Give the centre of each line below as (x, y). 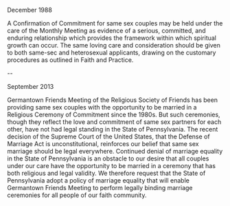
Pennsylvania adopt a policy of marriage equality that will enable (99, 181)
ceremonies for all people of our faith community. (77, 195)
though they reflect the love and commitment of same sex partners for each (114, 122)
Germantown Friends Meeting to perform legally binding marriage (100, 188)
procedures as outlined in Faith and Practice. (70, 60)
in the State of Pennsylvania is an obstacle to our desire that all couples (108, 158)
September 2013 (31, 86)
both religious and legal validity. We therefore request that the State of (106, 173)
